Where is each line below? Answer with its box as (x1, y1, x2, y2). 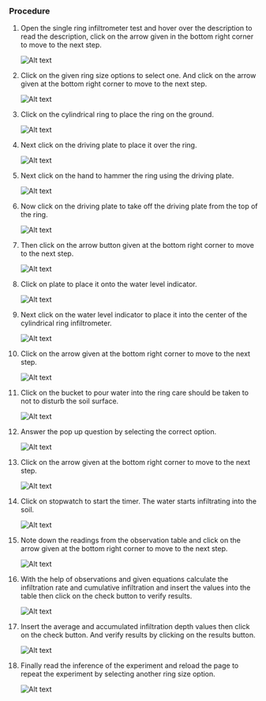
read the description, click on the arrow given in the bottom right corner (20, 32, 254, 41)
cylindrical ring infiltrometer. (20, 318, 113, 328)
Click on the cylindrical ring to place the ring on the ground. (20, 110, 214, 119)
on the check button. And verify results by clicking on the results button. (20, 630, 256, 640)
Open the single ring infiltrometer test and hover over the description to (20, 24, 253, 33)
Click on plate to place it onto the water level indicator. (20, 279, 197, 289)
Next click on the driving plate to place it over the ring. (20, 141, 197, 150)
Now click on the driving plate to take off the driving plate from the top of (20, 201, 258, 211)
